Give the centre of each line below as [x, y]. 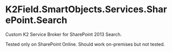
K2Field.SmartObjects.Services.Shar [86, 9]
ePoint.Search [36, 20]
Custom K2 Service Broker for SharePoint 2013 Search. [64, 34]
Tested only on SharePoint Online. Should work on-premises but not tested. [85, 44]
